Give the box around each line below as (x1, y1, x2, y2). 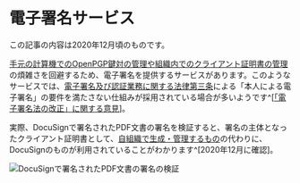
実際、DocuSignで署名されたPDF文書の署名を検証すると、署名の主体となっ (9, 121, 288, 132)
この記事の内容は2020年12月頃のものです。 (9, 39, 170, 50)
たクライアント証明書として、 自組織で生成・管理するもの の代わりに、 (9, 133, 267, 144)
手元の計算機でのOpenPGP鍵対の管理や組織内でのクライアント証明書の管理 (9, 58, 288, 69)
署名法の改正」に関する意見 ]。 (16, 103, 131, 113)
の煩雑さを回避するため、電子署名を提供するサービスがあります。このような (9, 69, 291, 80)
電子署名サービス (9, 8, 136, 29)
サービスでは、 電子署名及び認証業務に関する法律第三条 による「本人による (9, 80, 284, 91)
